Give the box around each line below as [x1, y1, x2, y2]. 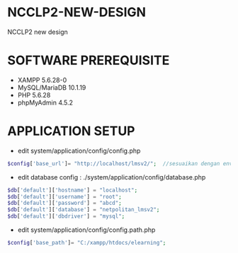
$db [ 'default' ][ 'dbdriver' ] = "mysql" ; [7, 213, 125, 220]
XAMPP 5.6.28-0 [17, 76, 67, 84]
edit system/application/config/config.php [17, 146, 141, 155]
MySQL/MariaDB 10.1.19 [17, 83, 86, 92]
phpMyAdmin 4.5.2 [17, 98, 73, 107]
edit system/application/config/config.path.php [17, 225, 156, 234]
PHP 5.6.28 [17, 90, 51, 99]
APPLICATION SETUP [7, 123, 136, 139]
